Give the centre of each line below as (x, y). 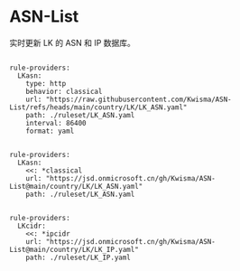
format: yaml (50, 131)
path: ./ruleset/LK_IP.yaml (78, 257)
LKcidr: (32, 226)
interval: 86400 (56, 123)
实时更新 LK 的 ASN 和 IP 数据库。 (72, 42)
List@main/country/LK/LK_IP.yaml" (74, 249)
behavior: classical (64, 91)
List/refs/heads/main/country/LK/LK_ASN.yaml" (98, 107)
